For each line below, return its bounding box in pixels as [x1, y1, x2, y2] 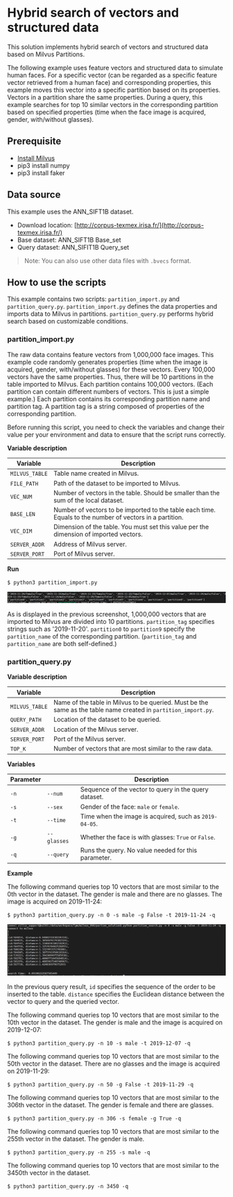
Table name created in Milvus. [53, 469, 139, 478]
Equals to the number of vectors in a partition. [53, 513, 184, 522]
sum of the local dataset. [53, 496, 124, 504]
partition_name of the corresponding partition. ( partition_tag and [7, 632, 197, 641]
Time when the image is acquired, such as [80, 812, 201, 820]
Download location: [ [17, 220, 77, 229]
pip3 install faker [17, 168, 65, 177]
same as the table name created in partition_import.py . [53, 706, 214, 714]
